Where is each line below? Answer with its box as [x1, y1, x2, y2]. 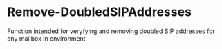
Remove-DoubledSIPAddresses [7, 4, 192, 20]
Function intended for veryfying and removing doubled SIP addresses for [7, 27, 216, 35]
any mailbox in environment [7, 34, 86, 42]
